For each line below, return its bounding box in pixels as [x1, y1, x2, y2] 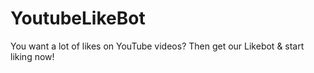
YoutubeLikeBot [10, 7, 146, 30]
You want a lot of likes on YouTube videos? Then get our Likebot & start [10, 40, 305, 52]
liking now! [10, 50, 55, 62]
